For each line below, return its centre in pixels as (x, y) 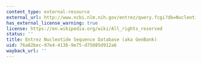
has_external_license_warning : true (52, 23)
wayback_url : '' (26, 51)
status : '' (20, 34)
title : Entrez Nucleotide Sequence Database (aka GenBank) (82, 40)
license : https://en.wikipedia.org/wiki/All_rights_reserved (84, 28)
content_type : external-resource (48, 12)
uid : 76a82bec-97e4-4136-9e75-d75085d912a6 (62, 46)
